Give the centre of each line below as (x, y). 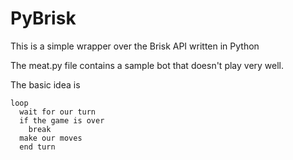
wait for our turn (58, 112)
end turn (37, 147)
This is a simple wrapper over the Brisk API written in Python (135, 46)
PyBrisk (43, 18)
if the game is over (62, 120)
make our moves (51, 138)
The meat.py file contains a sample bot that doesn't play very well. (147, 65)
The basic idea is (45, 84)
